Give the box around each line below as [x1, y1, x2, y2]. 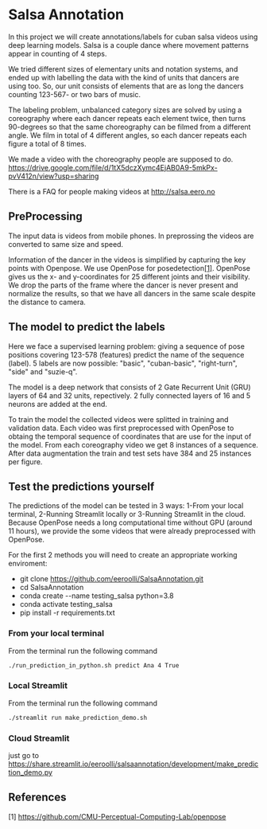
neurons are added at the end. [8, 399, 107, 409]
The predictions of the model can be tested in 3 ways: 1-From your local [8, 501, 244, 510]
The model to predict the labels [8, 320, 165, 334]
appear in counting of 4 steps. [8, 49, 107, 58]
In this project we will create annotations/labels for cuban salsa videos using [8, 32, 258, 41]
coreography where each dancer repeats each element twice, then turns [8, 113, 246, 123]
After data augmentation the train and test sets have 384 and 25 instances [8, 448, 252, 458]
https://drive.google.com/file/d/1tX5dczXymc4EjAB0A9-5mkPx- [8, 162, 219, 172]
